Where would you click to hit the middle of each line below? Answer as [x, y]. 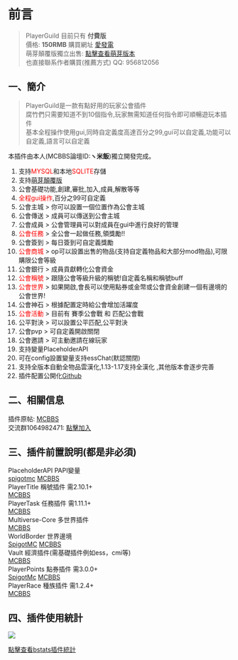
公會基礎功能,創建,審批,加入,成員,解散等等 [79, 188]
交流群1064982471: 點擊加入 [50, 427]
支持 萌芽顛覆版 [40, 180]
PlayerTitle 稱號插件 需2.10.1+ [50, 487]
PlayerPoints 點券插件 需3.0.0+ [53, 569]
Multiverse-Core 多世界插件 [49, 520]
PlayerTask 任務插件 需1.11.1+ [50, 504]
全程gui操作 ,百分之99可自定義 [62, 198]
